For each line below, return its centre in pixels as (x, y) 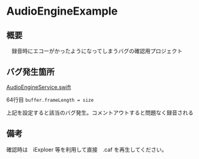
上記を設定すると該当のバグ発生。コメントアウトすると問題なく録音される (100, 112)
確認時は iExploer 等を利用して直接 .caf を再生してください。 (87, 149)
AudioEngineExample (62, 11)
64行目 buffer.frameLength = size (50, 99)
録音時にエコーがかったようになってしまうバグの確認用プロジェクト (97, 51)
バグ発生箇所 (31, 72)
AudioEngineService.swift (39, 87)
